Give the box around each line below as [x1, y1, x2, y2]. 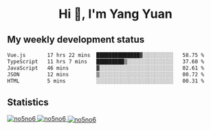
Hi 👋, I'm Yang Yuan [58, 6, 173, 22]
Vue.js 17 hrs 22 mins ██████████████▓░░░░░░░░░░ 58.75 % [7, 52, 205, 58]
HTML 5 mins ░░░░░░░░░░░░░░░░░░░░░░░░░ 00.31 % [7, 77, 205, 85]
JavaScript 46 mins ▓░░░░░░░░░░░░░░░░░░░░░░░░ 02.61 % [7, 65, 205, 72]
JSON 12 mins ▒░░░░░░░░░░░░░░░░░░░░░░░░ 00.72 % [7, 71, 205, 78]
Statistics [7, 96, 49, 108]
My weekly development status [7, 34, 145, 45]
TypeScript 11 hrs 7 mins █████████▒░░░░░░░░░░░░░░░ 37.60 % [7, 58, 205, 65]
